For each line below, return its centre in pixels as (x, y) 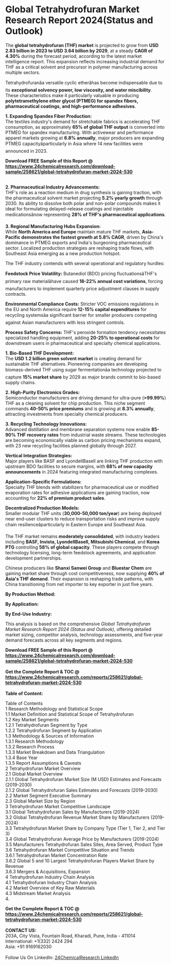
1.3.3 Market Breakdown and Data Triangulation (55, 752)
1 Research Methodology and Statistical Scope (54, 709)
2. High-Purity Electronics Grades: (43, 392)
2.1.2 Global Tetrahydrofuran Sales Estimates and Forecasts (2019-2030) (82, 790)
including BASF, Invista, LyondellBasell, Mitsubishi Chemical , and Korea (82, 542)
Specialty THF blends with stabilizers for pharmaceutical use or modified (82, 487)
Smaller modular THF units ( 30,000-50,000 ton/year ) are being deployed (83, 513)
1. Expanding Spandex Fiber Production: (48, 116)
